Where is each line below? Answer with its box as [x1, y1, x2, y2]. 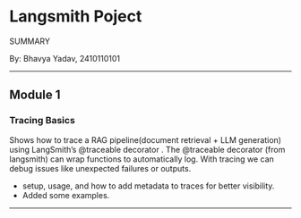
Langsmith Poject [9, 6, 142, 27]
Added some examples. [21, 189, 110, 200]
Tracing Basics [9, 114, 76, 127]
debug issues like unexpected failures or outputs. [9, 163, 192, 173]
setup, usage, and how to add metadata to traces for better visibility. [21, 180, 275, 191]
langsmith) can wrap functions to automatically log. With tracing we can [9, 154, 275, 164]
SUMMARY [9, 36, 51, 46]
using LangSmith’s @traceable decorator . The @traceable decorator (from [9, 144, 286, 155]
